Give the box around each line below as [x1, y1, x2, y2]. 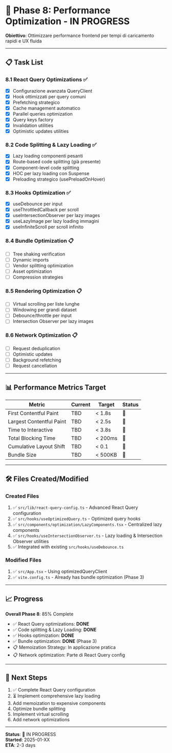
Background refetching [12, 357, 61, 363]
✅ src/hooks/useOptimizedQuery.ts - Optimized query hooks [12, 515, 141, 522]
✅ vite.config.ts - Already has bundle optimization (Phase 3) [12, 574, 144, 580]
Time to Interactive [8, 426, 53, 433]
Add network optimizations [12, 717, 70, 723]
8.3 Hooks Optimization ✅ [5, 189, 71, 196]
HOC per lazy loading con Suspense [12, 170, 90, 176]
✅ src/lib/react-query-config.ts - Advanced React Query [12, 504, 138, 510]
